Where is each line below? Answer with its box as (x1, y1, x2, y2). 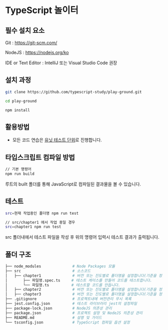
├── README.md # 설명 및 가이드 (5, 315, 102, 320)
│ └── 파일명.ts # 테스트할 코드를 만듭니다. (5, 282, 120, 287)
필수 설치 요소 (5, 26, 45, 35)
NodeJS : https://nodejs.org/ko (5, 50, 69, 55)
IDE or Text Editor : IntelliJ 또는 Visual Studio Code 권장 (5, 60, 117, 66)
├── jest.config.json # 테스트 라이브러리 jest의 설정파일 (5, 301, 137, 306)
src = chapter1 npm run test (5, 224, 61, 230)
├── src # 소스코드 (5, 268, 91, 273)
